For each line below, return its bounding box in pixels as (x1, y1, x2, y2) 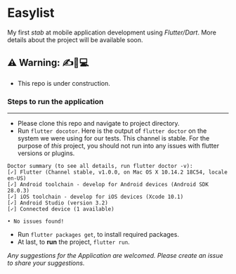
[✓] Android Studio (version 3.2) (7, 200, 109, 207)
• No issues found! (7, 218, 65, 226)
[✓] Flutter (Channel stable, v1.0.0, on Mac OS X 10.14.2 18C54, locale (7, 169, 228, 176)
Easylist (7, 5, 55, 21)
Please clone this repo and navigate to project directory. (17, 119, 181, 128)
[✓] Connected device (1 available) (7, 206, 114, 213)
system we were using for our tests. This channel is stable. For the (17, 134, 210, 143)
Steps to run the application (7, 96, 104, 106)
